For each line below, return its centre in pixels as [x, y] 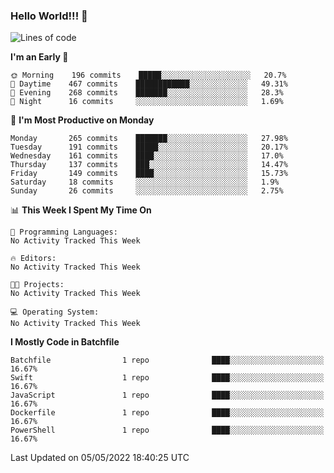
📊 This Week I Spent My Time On [81, 210]
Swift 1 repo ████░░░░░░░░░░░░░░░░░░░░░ [167, 378]
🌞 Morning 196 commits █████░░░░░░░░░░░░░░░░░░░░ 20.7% [148, 75]
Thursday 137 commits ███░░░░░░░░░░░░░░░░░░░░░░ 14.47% [149, 165]
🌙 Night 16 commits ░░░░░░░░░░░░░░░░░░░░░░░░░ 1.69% [147, 102]
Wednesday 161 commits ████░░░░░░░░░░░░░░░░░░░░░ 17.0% [147, 156]
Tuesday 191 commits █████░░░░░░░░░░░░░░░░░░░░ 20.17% [149, 147]
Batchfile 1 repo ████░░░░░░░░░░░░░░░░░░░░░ [167, 360]
